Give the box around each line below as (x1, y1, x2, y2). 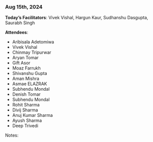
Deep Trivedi (12, 123, 38, 129)
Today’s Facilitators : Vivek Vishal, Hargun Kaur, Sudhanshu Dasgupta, (5, 15, 149, 21)
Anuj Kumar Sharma (12, 112, 53, 118)
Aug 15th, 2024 (5, 3, 43, 10)
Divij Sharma (12, 107, 38, 113)
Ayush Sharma (12, 117, 42, 124)
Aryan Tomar (12, 55, 39, 61)
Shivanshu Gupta (12, 71, 48, 76)
